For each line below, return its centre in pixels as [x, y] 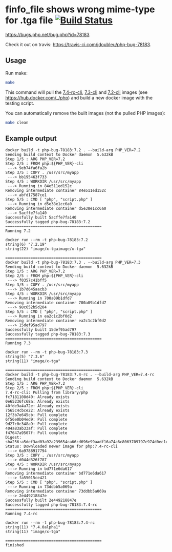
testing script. [20, 103]
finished [15, 545]
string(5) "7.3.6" [25, 357]
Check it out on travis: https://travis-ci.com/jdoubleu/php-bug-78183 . [78, 44]
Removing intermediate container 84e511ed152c [56, 191]
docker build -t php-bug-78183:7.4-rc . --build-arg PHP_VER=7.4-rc [80, 375]
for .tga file [29, 20]
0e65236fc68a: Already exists [38, 402]
